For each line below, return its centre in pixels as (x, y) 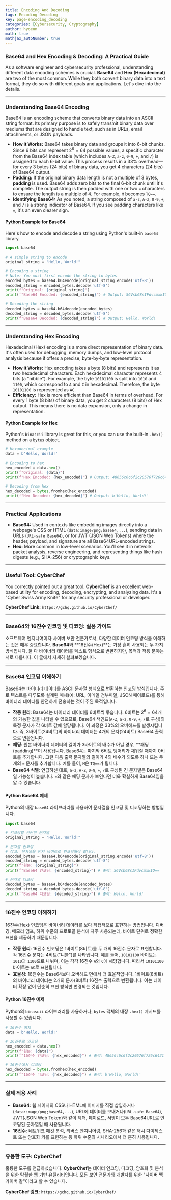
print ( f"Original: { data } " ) (35, 472)
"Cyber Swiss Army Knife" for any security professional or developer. (78, 597)
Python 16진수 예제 (25, 999)
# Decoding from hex (27, 487)
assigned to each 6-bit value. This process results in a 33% (75, 162)
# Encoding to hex (25, 463)
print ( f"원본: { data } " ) (29, 1051)
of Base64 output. (32, 172)
